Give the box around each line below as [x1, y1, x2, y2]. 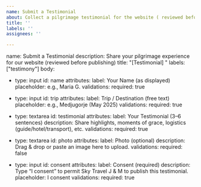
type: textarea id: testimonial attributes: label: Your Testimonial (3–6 [14, 113, 181, 120]
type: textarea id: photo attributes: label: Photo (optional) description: [14, 137, 185, 144]
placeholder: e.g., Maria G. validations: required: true [14, 83, 145, 90]
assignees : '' [6, 31, 42, 37]
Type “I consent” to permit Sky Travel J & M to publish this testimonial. [14, 168, 188, 175]
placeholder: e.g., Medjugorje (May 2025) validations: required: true [14, 101, 182, 108]
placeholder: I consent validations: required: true [14, 174, 135, 181]
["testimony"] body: [6, 65, 55, 72]
